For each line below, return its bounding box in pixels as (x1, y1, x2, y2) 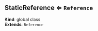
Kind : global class (4, 16, 41, 22)
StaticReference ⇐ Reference (4, 4, 93, 12)
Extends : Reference (4, 21, 44, 27)
